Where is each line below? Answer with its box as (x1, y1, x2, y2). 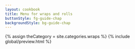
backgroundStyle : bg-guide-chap (5, 20, 70, 25)
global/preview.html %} (5, 39, 52, 45)
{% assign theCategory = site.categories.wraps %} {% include (5, 34, 130, 39)
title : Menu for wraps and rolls (5, 12, 73, 16)
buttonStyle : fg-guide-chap (5, 16, 62, 21)
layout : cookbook (5, 7, 40, 12)
